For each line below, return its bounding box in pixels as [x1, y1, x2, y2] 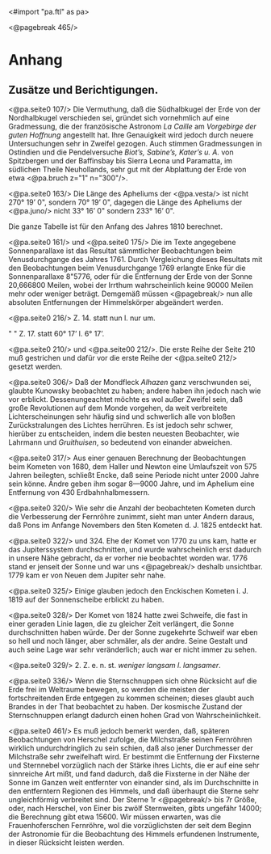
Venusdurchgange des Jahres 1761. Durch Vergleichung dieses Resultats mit [8, 255, 263, 264]
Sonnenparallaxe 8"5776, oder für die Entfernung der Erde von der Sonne [8, 272, 252, 281]
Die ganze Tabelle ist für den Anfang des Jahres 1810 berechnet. [8, 222, 223, 231]
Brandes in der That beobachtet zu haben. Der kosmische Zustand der [8, 702, 243, 711]
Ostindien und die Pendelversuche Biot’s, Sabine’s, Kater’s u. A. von [8, 147, 234, 157]
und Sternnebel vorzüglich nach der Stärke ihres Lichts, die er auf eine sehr [8, 760, 260, 770]
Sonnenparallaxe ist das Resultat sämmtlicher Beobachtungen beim [8, 246, 233, 256]
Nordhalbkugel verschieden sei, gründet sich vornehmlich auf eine [8, 113, 230, 122]
